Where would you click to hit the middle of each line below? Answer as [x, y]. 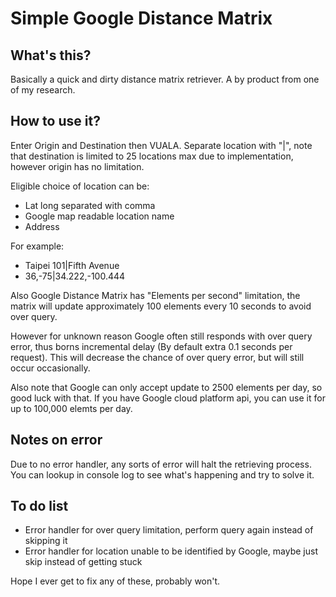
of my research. [43, 90]
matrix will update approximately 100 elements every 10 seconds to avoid [161, 306]
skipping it [46, 541]
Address [42, 226]
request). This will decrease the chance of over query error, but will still [157, 357]
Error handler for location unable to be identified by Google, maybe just [171, 551]
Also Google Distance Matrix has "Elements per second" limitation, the [155, 295]
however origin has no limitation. [77, 166]
